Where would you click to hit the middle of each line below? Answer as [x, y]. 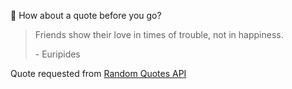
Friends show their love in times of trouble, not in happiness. [159, 34]
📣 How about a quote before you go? [86, 15]
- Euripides [57, 54]
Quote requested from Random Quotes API [98, 73]
